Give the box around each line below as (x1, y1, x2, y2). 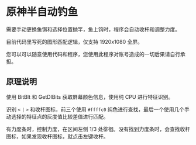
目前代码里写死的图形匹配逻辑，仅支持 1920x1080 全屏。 (6, 38, 143, 45)
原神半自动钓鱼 (6, 5, 78, 19)
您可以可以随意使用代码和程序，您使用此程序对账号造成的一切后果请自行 (6, 50, 180, 57)
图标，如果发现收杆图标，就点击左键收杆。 (6, 133, 109, 140)
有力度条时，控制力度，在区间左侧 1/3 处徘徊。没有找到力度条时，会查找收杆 (6, 125, 191, 132)
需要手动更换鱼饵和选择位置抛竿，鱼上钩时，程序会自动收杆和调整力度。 (6, 26, 180, 33)
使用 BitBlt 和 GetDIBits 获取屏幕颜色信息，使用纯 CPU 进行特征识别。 (6, 93, 174, 100)
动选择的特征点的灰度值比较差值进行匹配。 (6, 113, 109, 120)
